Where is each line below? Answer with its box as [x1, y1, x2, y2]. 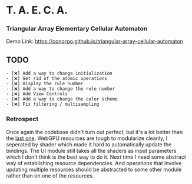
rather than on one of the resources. [6, 172, 94, 179]
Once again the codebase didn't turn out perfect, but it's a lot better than [6, 128, 183, 135]
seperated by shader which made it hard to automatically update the [6, 140, 172, 148]
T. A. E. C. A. [6, 4, 68, 17]
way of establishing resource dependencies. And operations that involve [6, 159, 182, 166]
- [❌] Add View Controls [6, 91, 68, 97]
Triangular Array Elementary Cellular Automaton [6, 25, 148, 33]
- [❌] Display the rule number [6, 81, 84, 87]
